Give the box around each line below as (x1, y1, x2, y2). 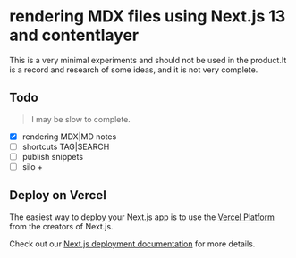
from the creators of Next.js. (9, 221, 114, 231)
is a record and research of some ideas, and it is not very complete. (9, 64, 258, 75)
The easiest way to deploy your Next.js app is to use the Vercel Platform (9, 212, 275, 222)
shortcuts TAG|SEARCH (21, 141, 110, 152)
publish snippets (21, 151, 83, 162)
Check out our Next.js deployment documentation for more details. (9, 238, 256, 249)
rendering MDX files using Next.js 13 (9, 6, 286, 27)
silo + (21, 161, 43, 171)
